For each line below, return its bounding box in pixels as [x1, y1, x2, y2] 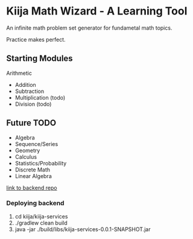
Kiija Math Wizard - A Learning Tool [6, 4, 188, 18]
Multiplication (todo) [14, 94, 66, 101]
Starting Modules [6, 53, 74, 64]
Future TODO [6, 118, 56, 128]
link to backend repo [6, 184, 57, 191]
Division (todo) [14, 100, 52, 107]
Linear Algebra [14, 172, 52, 179]
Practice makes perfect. [6, 36, 66, 43]
